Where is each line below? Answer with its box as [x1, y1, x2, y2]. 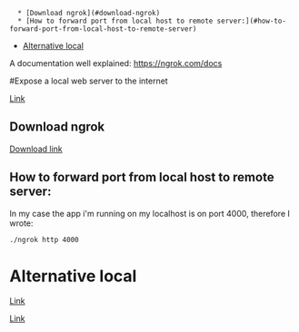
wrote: [9, 218, 34, 229]
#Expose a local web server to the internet [9, 75, 168, 86]
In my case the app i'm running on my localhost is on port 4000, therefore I [9, 208, 291, 219]
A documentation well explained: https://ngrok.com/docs [9, 58, 223, 68]
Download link [9, 143, 64, 154]
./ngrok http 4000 [9, 235, 79, 244]
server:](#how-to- [216, 16, 286, 25]
